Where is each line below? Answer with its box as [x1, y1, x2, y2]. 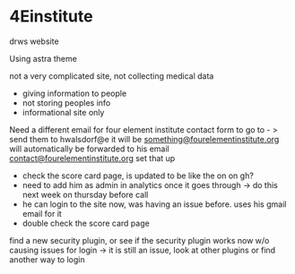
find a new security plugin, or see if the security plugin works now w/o [9, 235, 270, 245]
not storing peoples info [22, 97, 111, 108]
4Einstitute [9, 6, 93, 27]
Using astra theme [9, 53, 78, 64]
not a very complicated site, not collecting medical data [9, 70, 214, 81]
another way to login [9, 253, 85, 265]
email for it [22, 208, 63, 218]
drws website [9, 36, 60, 47]
